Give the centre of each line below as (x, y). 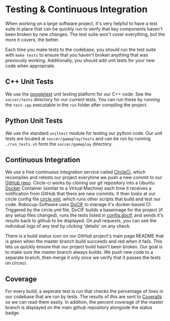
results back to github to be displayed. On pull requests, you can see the (81, 221)
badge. (13, 313)
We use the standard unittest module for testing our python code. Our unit (84, 133)
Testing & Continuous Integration (77, 9)
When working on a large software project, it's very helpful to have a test (81, 23)
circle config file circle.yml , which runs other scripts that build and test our (83, 199)
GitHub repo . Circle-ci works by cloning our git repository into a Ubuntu (80, 183)
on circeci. (16, 263)
